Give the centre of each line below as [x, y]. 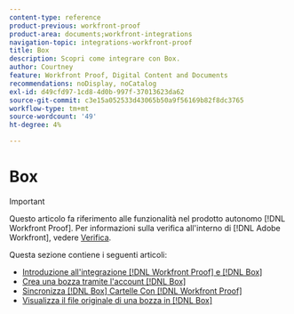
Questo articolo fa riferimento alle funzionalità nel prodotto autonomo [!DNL [147, 218]
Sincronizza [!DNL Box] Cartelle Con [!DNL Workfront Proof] [132, 291]
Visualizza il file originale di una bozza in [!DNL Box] [117, 300]
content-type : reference [55, 17]
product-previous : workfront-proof [75, 26]
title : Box [29, 51]
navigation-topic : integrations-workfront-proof [101, 42]
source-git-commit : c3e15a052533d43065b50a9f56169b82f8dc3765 [127, 100]
